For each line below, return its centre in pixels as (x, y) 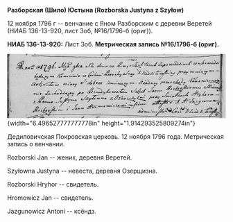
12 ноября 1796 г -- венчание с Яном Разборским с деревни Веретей (110, 23)
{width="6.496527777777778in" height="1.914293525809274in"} (101, 123)
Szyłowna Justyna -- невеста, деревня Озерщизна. (83, 171)
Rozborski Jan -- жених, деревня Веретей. (70, 157)
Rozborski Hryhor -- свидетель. (53, 185)
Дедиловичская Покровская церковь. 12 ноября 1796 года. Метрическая (115, 137)
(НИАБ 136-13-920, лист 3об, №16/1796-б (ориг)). (80, 31)
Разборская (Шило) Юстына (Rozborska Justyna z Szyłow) (96, 10)
